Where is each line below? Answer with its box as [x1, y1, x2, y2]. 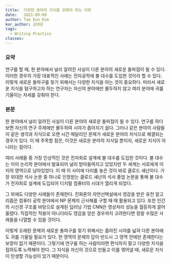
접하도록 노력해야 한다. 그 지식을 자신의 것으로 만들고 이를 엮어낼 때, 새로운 [5, 247, 154, 253]
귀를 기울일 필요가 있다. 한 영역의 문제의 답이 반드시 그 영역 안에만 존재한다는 [10, 234, 164, 240]
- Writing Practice [10, 31, 52, 36]
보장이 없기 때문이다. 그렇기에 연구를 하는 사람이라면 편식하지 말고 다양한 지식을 [5, 241, 164, 247]
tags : [5, 27, 17, 32]
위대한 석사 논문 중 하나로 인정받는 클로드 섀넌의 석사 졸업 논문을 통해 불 [10, 174, 154, 180]
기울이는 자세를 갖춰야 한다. [5, 92, 60, 98]
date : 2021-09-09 [5, 12, 47, 17]
